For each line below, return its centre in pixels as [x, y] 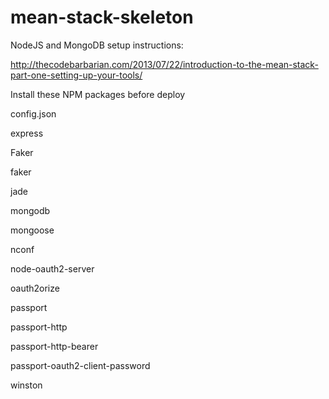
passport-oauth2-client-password [80, 365]
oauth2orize [35, 288]
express [27, 133]
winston [26, 385]
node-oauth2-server [52, 268]
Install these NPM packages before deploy [98, 94]
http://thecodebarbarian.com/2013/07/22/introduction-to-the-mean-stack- [164, 64]
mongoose [32, 230]
